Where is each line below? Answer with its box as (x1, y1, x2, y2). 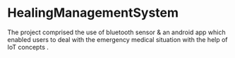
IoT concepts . (7, 43, 49, 51)
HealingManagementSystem (7, 5, 179, 21)
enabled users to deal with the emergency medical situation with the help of (7, 35, 228, 43)
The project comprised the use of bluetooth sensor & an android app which (7, 28, 226, 36)
